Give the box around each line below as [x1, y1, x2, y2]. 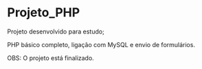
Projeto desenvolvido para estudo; [7, 27, 104, 36]
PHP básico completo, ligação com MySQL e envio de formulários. [7, 40, 196, 49]
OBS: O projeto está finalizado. [7, 53, 94, 62]
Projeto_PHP [7, 5, 80, 20]
